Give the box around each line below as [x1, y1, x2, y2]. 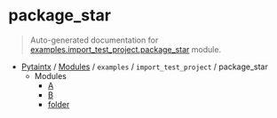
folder [47, 98, 70, 109]
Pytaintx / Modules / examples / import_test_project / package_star [20, 61, 268, 72]
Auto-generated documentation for [29, 35, 159, 45]
